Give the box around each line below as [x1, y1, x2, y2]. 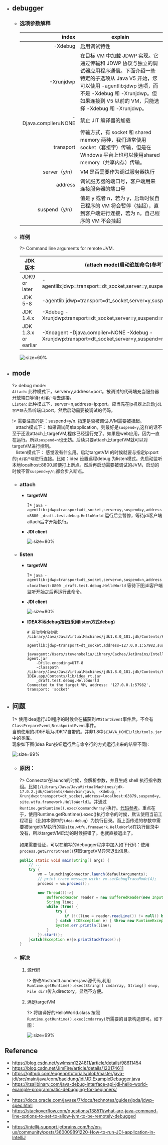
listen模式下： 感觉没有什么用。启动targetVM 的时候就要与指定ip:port [16, 449, 159, 455]
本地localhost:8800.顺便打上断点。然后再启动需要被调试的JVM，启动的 [12, 462, 159, 468]
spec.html [12, 1102, 33, 1109]
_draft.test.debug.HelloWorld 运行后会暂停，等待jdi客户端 [40, 512, 162, 519]
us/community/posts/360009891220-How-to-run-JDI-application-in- [12, 1129, 156, 1135]
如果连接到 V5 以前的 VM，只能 [80, 97, 154, 104]
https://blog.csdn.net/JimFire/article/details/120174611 [12, 1065, 124, 1071]
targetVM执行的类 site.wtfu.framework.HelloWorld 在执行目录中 [28, 824, 159, 830]
